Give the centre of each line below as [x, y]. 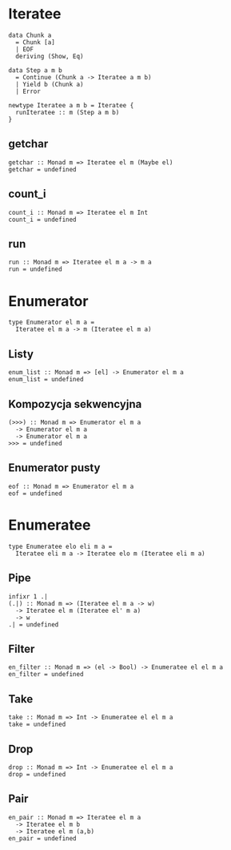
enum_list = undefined [46, 380]
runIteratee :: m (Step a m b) [68, 112]
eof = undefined [35, 493]
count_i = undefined [43, 220]
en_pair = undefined [43, 838]
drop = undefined [37, 774]
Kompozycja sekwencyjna [75, 404]
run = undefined [35, 269]
